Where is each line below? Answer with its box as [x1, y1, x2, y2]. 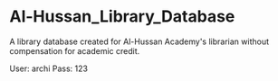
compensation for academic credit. [9, 45, 140, 56]
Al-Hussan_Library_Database [9, 6, 235, 27]
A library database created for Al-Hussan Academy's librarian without [9, 36, 270, 47]
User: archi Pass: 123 [9, 63, 89, 74]
